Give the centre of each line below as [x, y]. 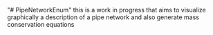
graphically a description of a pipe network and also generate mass [103, 17]
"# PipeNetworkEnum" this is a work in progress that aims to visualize [106, 10]
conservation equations [41, 24]
